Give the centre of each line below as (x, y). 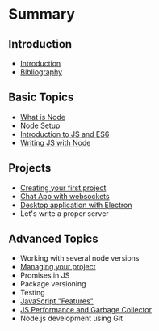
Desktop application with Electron (76, 205)
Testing (33, 293)
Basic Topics (41, 98)
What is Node (43, 117)
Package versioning (53, 284)
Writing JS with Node (55, 142)
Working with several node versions (79, 258)
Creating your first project (63, 188)
